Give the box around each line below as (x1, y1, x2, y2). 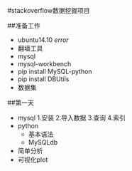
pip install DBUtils (17, 75, 70, 83)
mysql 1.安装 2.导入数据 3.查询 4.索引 (17, 113, 126, 122)
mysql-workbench (17, 60, 72, 68)
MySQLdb (28, 138, 58, 146)
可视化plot (17, 155, 48, 164)
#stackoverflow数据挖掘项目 (7, 6, 90, 14)
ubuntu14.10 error (17, 36, 69, 44)
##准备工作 (7, 21, 40, 30)
